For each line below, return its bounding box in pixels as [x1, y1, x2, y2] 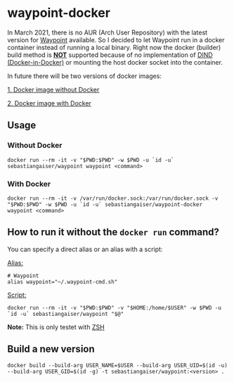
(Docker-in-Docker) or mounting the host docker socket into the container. [7, 58, 223, 66]
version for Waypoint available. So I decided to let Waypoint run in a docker [7, 35, 225, 44]
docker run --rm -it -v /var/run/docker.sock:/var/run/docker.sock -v [7, 195, 219, 202]
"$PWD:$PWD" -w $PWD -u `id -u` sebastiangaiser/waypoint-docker [7, 200, 202, 208]
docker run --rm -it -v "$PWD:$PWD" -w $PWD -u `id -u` [7, 156, 174, 163]
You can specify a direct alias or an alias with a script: [7, 245, 163, 253]
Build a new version [7, 343, 95, 355]
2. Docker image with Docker [7, 98, 91, 107]
